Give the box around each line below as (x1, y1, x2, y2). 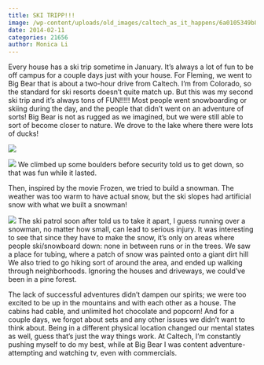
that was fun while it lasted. (8, 168, 97, 177)
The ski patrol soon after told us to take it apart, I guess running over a (17, 217, 246, 226)
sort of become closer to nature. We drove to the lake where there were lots (8, 121, 254, 130)
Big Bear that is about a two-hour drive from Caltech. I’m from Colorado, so (8, 79, 251, 89)
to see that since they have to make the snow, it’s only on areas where (8, 233, 235, 243)
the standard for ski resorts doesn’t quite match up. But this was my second (8, 87, 254, 97)
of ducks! (8, 129, 39, 138)
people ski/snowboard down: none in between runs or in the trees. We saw (8, 241, 251, 251)
